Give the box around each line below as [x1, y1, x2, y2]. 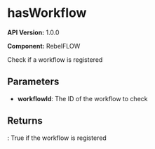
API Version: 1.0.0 [7, 28, 60, 37]
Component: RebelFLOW [7, 41, 81, 50]
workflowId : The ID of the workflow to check [17, 94, 148, 103]
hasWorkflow [7, 5, 87, 21]
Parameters [7, 76, 60, 88]
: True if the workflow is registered [7, 134, 107, 142]
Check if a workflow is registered [7, 55, 103, 64]
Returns [7, 115, 43, 127]
